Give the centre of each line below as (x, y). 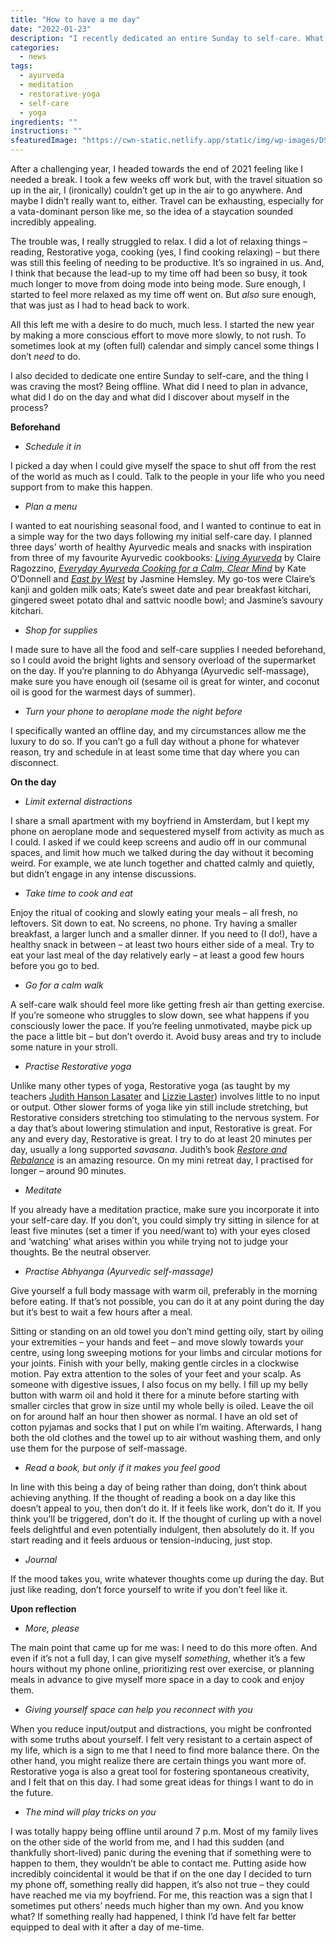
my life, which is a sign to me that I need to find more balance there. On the (165, 1750)
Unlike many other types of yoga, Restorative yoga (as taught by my (150, 1085)
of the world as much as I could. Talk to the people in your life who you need (167, 476)
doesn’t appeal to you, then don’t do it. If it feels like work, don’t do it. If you (166, 1508)
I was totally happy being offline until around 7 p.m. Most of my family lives (164, 1831)
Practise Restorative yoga (78, 1066)
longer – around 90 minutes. (68, 1170)
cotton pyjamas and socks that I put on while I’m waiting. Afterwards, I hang (166, 1427)
